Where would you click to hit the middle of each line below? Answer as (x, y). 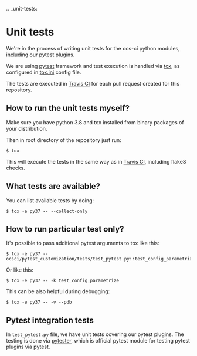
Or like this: (20, 270)
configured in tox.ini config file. (44, 72)
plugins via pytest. (28, 347)
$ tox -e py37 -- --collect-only (47, 211)
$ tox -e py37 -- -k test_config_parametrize (62, 281)
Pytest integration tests (50, 320)
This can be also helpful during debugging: (58, 291)
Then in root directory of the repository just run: (64, 140)
